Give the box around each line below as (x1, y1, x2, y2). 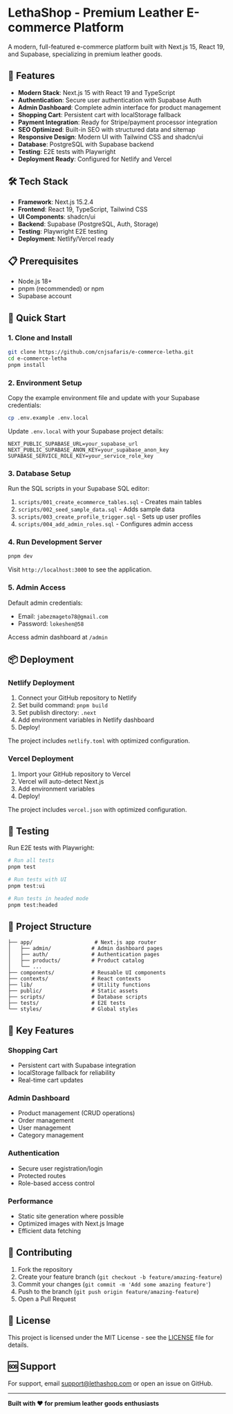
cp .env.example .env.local (8, 414, 89, 421)
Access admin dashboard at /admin (8, 632, 108, 641)
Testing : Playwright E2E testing (17, 227, 108, 235)
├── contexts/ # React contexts (8, 976, 141, 983)
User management (17, 1123, 71, 1132)
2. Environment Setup (8, 378, 82, 388)
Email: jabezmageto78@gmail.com (17, 612, 109, 620)
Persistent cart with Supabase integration (17, 1061, 136, 1069)
